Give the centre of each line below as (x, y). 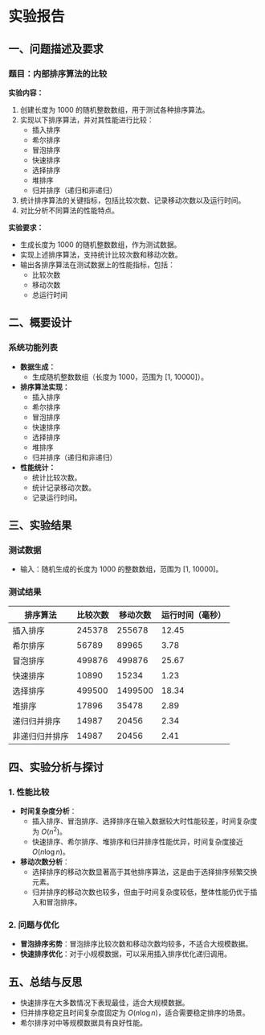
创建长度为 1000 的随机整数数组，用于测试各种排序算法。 (114, 109)
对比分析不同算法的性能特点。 (69, 210)
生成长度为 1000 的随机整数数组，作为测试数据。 (100, 244)
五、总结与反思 (45, 981)
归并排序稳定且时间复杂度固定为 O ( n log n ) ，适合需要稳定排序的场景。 (135, 1012)
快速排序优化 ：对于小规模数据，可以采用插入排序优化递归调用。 (125, 954)
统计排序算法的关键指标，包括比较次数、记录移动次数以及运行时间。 (132, 200)
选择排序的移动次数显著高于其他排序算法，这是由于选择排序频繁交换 (145, 872)
